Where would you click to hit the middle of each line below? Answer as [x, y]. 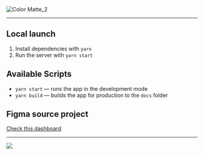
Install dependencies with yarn [53, 48]
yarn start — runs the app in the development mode [81, 88]
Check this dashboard [34, 129]
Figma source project [47, 114]
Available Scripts [39, 74]
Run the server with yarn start [54, 55]
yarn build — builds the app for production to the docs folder [91, 95]
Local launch [31, 34]
